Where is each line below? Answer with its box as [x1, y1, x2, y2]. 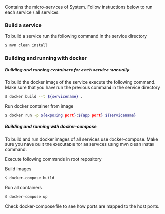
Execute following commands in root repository [5, 156, 102, 162]
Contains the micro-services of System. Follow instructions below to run [5, 4, 153, 10]
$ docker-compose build [5, 175, 55, 180]
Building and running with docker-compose [5, 124, 97, 130]
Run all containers [5, 184, 42, 190]
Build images [5, 166, 32, 172]
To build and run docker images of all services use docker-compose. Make [5, 136, 158, 142]
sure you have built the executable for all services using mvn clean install [5, 141, 155, 147]
